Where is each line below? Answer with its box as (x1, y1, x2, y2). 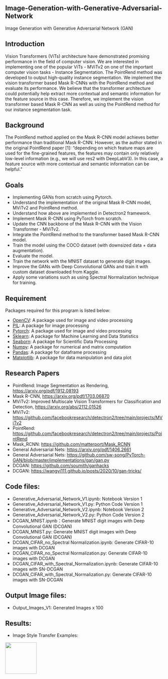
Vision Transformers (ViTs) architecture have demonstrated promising (5, 53, 149, 59)
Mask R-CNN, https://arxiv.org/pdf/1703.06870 (12, 393, 110, 399)
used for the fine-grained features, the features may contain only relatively (5, 150, 159, 156)
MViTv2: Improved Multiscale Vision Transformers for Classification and (12, 398, 161, 404)
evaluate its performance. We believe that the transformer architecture (5, 85, 151, 91)
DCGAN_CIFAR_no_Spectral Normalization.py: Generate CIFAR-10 (12, 550, 148, 556)
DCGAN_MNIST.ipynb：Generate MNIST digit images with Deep (12, 517, 145, 524)
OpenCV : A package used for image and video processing (12, 317, 133, 323)
